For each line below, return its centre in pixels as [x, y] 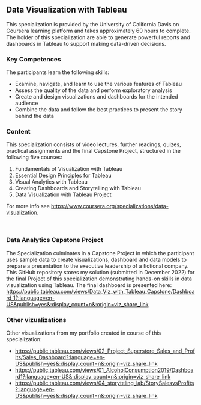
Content [19, 132]
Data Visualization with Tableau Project [63, 194]
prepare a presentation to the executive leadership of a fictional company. [97, 266]
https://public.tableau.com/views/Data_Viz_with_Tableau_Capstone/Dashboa [100, 291]
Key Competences [34, 59]
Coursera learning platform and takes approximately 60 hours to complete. [98, 31]
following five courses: [34, 157]
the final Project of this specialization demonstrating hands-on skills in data [99, 279]
